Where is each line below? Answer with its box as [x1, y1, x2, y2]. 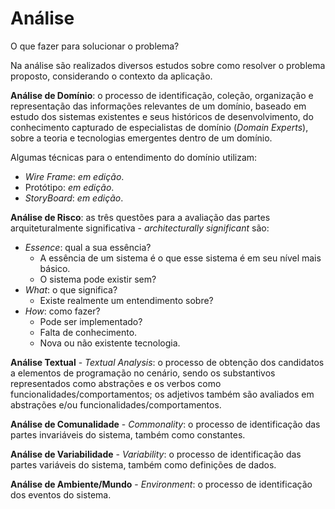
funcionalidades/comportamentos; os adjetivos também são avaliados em [10, 388, 315, 400]
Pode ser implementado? [39, 315, 143, 327]
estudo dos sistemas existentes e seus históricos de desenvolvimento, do [10, 110, 314, 122]
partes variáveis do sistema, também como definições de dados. [10, 458, 277, 471]
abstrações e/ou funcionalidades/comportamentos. [10, 398, 222, 411]
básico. [39, 262, 71, 274]
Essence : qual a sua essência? [24, 241, 152, 253]
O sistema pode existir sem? [39, 273, 157, 285]
